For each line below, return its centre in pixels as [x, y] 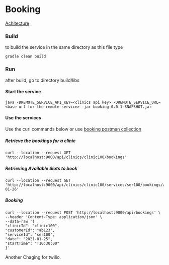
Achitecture [17, 23]
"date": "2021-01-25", [29, 239]
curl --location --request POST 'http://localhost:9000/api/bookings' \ [83, 213]
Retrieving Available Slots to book [41, 168]
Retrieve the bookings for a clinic [40, 141]
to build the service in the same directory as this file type [64, 47]
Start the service [23, 92]
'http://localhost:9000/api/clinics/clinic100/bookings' [66, 157]
